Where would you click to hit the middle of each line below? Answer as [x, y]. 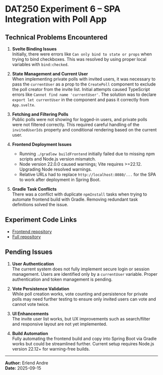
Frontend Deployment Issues [42, 144]
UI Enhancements [30, 313]
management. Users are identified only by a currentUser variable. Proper [85, 274]
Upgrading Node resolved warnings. [56, 169]
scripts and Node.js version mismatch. [57, 159]
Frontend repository [32, 232]
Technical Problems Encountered [56, 37]
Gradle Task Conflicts [34, 189]
